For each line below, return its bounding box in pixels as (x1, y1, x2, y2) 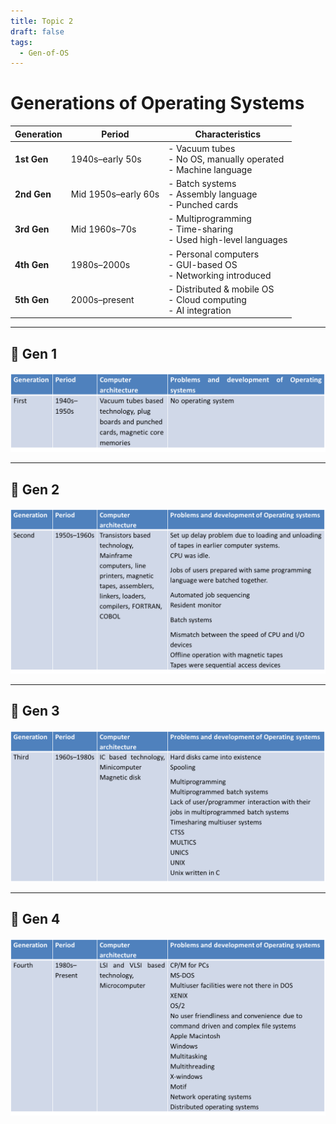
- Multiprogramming (168, 213, 252, 225)
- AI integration (168, 304, 232, 316)
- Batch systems (168, 178, 237, 190)
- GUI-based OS (168, 258, 238, 270)
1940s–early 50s (70, 153, 142, 165)
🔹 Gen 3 (10, 703, 60, 720)
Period (101, 128, 130, 140)
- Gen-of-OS (19, 48, 70, 58)
